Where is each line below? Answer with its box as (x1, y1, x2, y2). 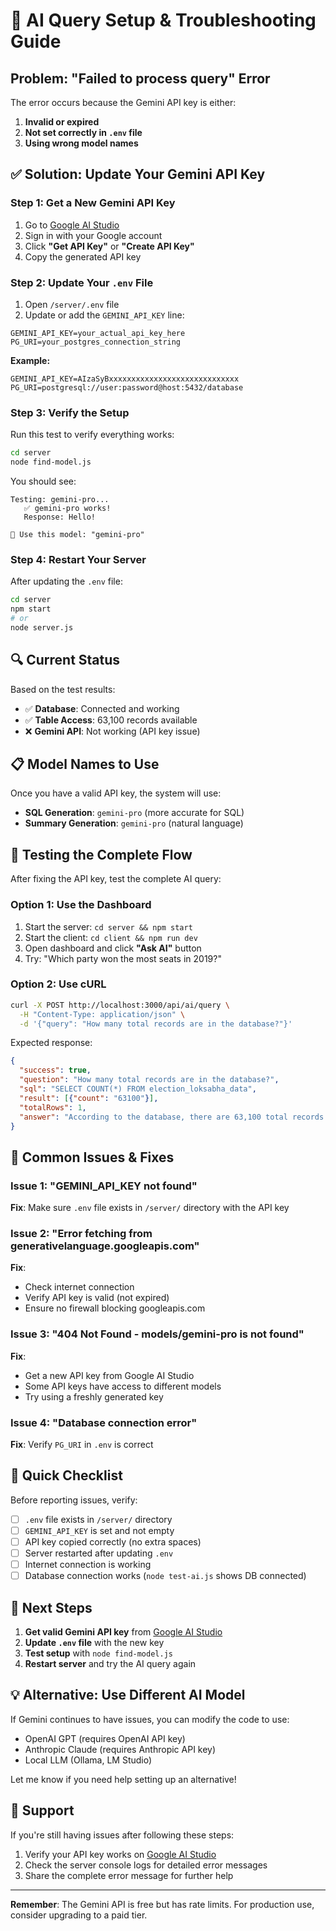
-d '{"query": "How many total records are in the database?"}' (19, 1019, 293, 1029)
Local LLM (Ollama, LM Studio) (24, 1754, 153, 1766)
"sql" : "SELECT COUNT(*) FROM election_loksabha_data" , (19, 1084, 257, 1094)
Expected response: (10, 1037, 93, 1049)
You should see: (10, 475, 77, 488)
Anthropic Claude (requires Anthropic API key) (24, 1743, 217, 1755)
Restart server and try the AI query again (24, 1658, 197, 1670)
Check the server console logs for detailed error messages (24, 1859, 268, 1871)
